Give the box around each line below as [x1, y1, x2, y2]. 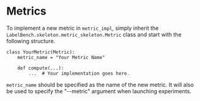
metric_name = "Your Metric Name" [17, 54, 105, 60]
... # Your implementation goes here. [28, 70, 130, 77]
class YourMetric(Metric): [6, 49, 75, 55]
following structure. [6, 37, 56, 44]
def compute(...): [17, 65, 64, 71]
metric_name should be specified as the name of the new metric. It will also [6, 81, 194, 88]
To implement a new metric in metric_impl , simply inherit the [6, 24, 159, 32]
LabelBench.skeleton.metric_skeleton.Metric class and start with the [6, 30, 182, 38]
